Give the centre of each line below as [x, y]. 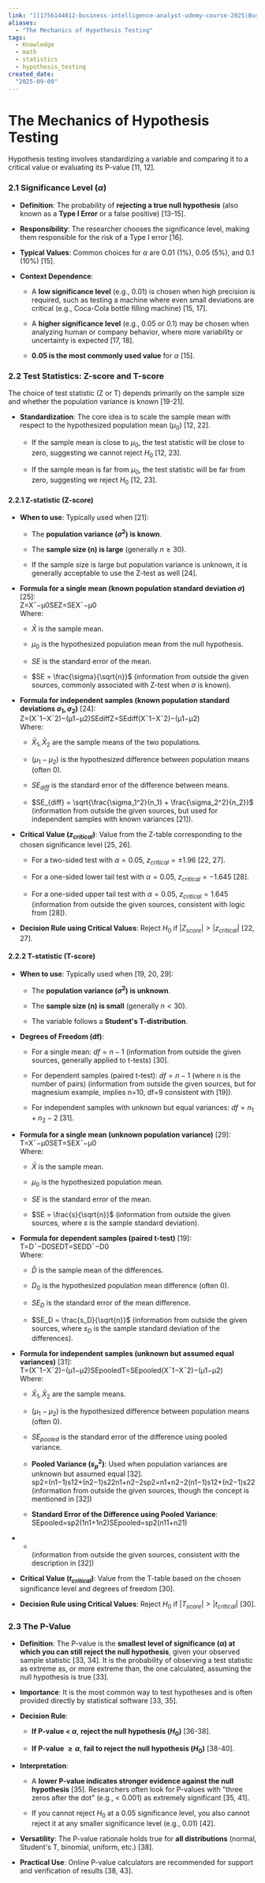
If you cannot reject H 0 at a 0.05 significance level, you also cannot [140, 1814]
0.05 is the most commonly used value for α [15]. [113, 355]
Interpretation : [44, 1765]
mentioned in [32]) [62, 1499]
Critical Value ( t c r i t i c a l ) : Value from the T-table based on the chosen [130, 1580]
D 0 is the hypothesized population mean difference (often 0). [130, 1287]
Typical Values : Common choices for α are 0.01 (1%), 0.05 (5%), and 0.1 [137, 252]
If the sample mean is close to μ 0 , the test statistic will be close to [138, 443]
